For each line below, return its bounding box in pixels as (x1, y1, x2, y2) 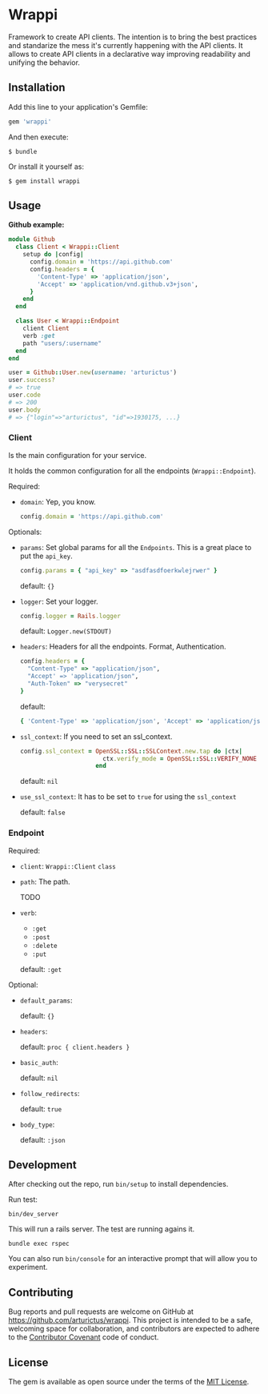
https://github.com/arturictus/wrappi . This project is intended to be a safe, (8, 1316, 254, 1325)
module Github (8, 235, 56, 243)
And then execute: (8, 132, 69, 142)
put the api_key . (19, 551, 74, 560)
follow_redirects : (19, 1088, 80, 1098)
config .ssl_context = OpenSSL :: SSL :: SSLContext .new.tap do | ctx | (19, 747, 242, 755)
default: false (19, 807, 66, 818)
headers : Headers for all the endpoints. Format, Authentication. (19, 642, 226, 652)
